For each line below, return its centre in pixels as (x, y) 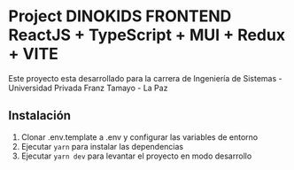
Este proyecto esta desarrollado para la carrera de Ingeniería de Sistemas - (145, 78)
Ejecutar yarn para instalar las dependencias (102, 146)
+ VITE (34, 54)
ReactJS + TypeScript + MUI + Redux (147, 35)
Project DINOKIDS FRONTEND (120, 16)
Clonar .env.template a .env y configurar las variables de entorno (139, 137)
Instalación (40, 116)
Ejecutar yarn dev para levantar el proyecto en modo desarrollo (136, 156)
